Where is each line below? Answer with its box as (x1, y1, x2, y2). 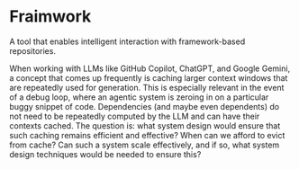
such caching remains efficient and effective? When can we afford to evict (9, 129, 285, 140)
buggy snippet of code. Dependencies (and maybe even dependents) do (9, 101, 280, 111)
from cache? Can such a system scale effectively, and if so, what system (9, 139, 280, 150)
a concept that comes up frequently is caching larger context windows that (9, 72, 288, 83)
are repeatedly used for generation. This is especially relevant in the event (9, 82, 285, 93)
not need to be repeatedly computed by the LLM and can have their (9, 111, 260, 121)
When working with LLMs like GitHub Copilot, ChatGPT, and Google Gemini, (9, 63, 291, 74)
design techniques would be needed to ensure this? (9, 148, 202, 159)
